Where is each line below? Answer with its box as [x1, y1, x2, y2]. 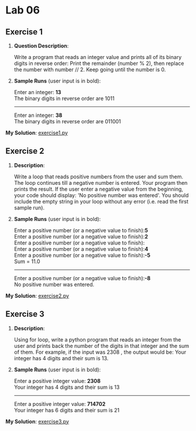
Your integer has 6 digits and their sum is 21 [13, 406, 120, 413]
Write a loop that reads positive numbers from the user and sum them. [13, 173, 184, 180]
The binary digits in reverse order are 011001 [13, 118, 121, 125]
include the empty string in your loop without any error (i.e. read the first [13, 198, 188, 205]
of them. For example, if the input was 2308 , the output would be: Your [13, 349, 187, 356]
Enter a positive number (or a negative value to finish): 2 [13, 233, 149, 240]
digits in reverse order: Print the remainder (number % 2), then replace [13, 60, 184, 67]
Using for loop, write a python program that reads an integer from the [13, 336, 181, 343]
